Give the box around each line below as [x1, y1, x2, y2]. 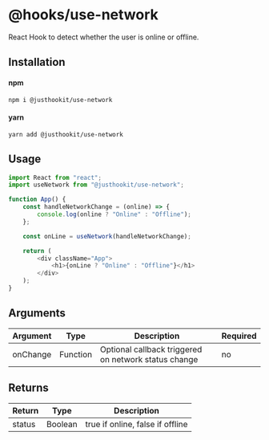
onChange [12, 348, 52, 360]
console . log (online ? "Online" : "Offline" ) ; [37, 210, 192, 218]
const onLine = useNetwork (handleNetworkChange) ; [22, 232, 192, 240]
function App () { [8, 195, 66, 204]
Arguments [8, 307, 66, 320]
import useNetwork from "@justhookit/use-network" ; [8, 181, 184, 189]
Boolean [46, 418, 78, 430]
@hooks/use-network [8, 6, 159, 24]
